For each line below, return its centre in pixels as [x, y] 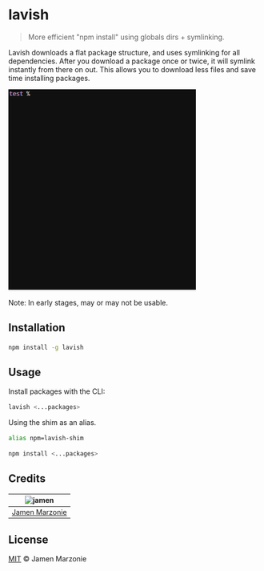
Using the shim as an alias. [52, 423]
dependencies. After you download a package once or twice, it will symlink [132, 61]
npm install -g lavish [46, 347]
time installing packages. [49, 78]
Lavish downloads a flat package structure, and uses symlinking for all [124, 52]
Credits [27, 479]
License [28, 539]
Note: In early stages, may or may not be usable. [88, 302]
